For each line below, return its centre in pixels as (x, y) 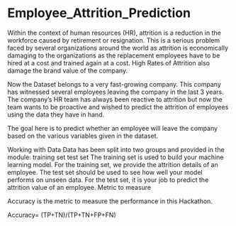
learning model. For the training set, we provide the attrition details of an (113, 164)
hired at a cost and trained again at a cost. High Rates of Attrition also (109, 63)
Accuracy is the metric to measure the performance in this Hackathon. (110, 201)
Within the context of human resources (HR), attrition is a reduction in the (114, 33)
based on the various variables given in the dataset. (83, 136)
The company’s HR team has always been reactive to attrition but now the (115, 99)
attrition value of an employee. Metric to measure (79, 187)
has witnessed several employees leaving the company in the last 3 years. (116, 92)
